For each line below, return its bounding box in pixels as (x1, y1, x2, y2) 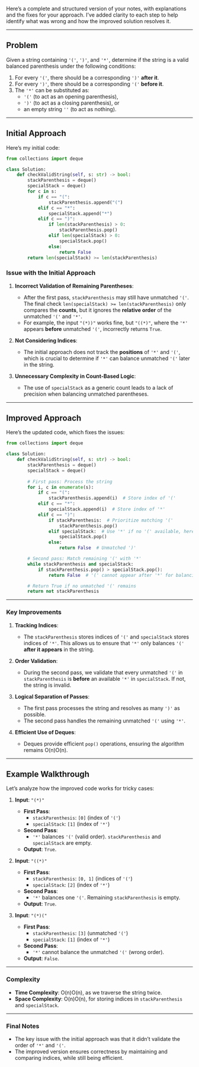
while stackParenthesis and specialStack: (27, 561, 134, 567)
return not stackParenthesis (27, 588, 99, 595)
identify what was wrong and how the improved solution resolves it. (6, 18, 171, 24)
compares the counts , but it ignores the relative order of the (23, 306, 172, 314)
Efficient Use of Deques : (14, 728, 76, 735)
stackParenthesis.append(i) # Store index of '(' (48, 495, 176, 501)
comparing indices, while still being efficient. (14, 1055, 124, 1062)
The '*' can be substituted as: (14, 86, 90, 94)
